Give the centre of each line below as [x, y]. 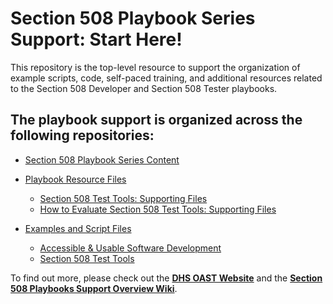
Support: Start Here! [96, 39]
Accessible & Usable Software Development [130, 248]
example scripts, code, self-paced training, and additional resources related [166, 78]
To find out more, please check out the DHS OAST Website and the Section [166, 278]
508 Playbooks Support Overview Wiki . [94, 288]
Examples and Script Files [78, 228]
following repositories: [82, 135]
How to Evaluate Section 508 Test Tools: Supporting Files [158, 209]
